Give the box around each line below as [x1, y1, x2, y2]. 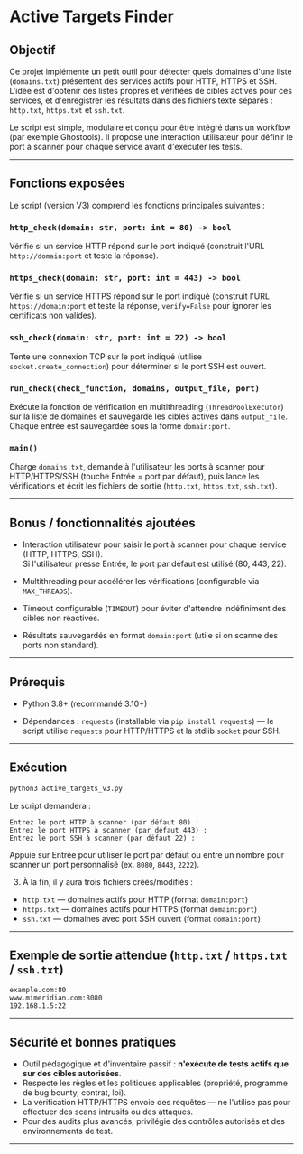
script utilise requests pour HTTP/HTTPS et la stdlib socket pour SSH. [22, 725, 281, 736]
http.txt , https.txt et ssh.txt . [9, 105, 125, 115]
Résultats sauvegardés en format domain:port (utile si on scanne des [22, 630, 278, 641]
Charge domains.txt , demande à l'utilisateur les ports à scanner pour [9, 461, 266, 472]
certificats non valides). [9, 310, 97, 321]
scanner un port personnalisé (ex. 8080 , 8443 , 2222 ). [9, 859, 200, 870]
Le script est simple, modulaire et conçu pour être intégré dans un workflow [9, 122, 291, 133]
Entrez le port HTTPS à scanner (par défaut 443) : [9, 825, 207, 834]
